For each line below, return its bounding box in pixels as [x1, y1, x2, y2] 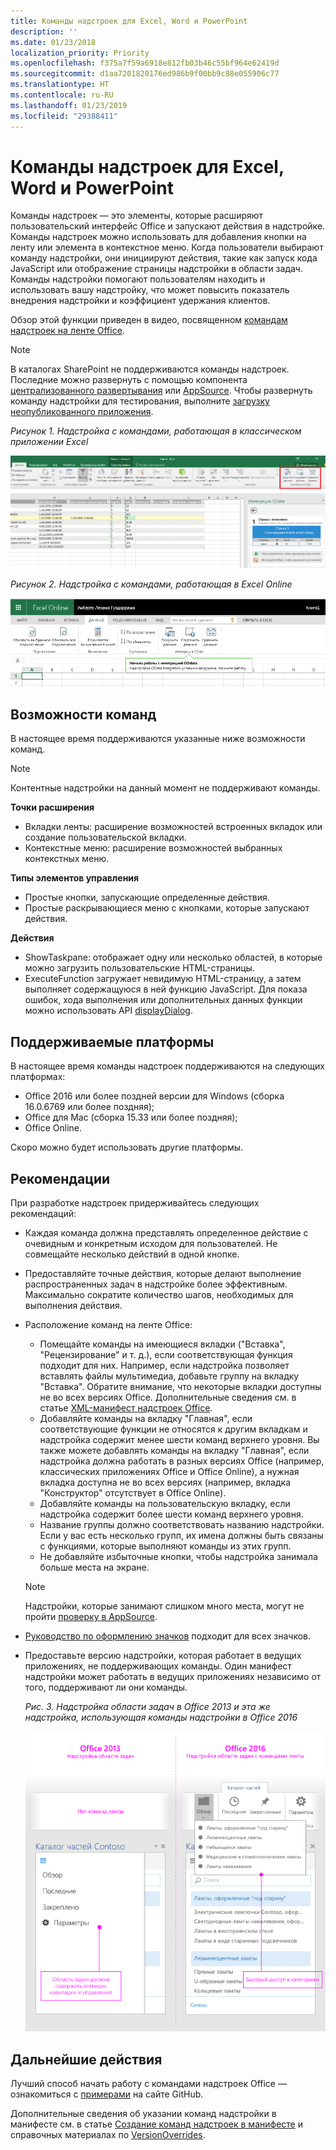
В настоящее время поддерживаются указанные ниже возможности [10, 733, 306, 745]
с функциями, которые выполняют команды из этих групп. [39, 1540, 292, 1552]
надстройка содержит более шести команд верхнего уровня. [39, 1508, 304, 1520]
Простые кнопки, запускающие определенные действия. [24, 891, 270, 904]
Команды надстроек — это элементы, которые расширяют [10, 210, 264, 222]
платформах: [10, 1071, 66, 1083]
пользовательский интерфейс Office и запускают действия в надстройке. [10, 220, 326, 232]
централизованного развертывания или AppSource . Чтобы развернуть [10, 385, 313, 397]
